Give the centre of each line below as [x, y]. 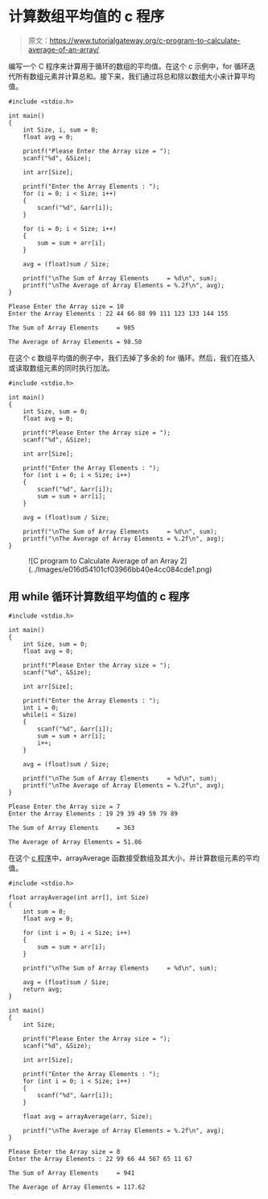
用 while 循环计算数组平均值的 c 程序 [99, 597]
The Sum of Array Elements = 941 [72, 1173]
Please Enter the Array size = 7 [64, 807]
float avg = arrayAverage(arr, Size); [88, 1116]
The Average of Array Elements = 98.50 [75, 342]
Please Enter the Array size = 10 [66, 306]
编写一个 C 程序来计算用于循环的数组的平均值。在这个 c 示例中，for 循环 [128, 66]
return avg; [43, 989]
